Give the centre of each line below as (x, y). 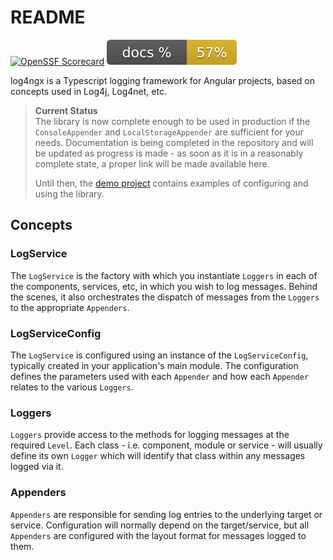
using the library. (69, 193)
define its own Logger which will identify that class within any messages (158, 456)
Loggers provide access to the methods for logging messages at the (150, 435)
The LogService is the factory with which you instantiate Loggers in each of (164, 275)
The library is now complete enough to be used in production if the (172, 121)
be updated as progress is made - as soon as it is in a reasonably (169, 153)
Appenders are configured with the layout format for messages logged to (158, 535)
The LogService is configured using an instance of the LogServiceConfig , (159, 355)
